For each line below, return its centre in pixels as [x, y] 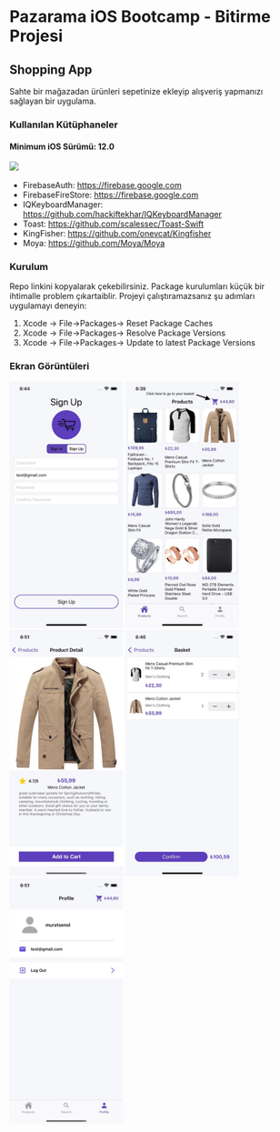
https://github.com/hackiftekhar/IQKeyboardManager [122, 215]
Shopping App [51, 70]
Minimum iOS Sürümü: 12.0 [62, 146]
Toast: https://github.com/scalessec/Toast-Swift [113, 224]
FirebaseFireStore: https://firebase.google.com [110, 195]
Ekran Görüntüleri [50, 366]
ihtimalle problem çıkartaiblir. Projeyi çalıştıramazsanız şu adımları [132, 296]
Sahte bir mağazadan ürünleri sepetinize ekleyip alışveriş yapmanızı [136, 91]
